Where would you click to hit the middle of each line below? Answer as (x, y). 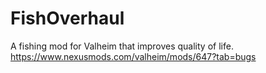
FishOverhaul (67, 18)
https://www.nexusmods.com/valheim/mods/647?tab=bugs (133, 56)
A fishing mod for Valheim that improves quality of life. (122, 46)
